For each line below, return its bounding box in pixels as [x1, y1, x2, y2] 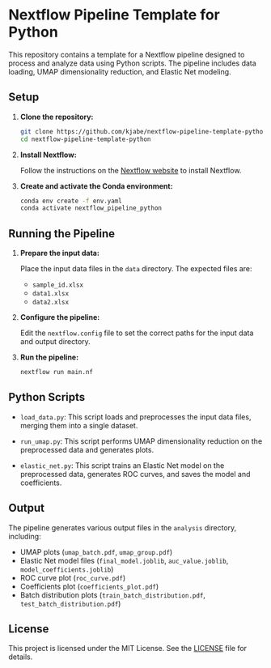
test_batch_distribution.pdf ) [19, 598, 121, 608]
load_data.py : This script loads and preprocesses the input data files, [19, 411, 252, 422]
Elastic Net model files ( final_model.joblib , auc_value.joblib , [19, 555, 229, 565]
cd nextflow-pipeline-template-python [19, 135, 151, 143]
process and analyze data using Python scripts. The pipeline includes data [8, 58, 256, 68]
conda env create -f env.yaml [19, 197, 123, 205]
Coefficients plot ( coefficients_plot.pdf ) [19, 581, 159, 591]
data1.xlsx [32, 290, 70, 298]
